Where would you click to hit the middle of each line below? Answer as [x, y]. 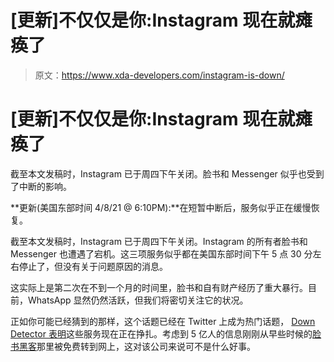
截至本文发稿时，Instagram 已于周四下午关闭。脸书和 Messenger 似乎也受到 [167, 173]
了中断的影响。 [41, 186]
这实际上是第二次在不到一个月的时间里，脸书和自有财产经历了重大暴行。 [159, 287]
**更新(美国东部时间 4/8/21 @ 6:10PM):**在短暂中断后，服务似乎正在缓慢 [161, 207]
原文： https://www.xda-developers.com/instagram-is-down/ [159, 75]
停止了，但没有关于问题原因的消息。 [93, 266]
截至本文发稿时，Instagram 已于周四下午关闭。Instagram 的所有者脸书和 [159, 241]
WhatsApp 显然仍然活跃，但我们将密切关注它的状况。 [138, 300]
